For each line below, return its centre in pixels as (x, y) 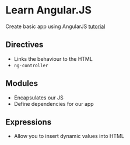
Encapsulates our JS (38, 98)
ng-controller (31, 65)
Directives (24, 45)
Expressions (29, 122)
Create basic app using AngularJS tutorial (55, 26)
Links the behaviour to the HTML (53, 58)
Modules (22, 83)
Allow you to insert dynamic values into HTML (69, 136)
